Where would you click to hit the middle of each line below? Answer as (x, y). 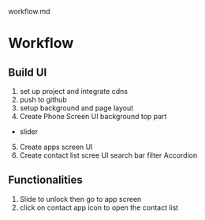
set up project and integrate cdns (74, 91)
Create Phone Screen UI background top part (93, 116)
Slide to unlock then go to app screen (80, 199)
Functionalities (45, 180)
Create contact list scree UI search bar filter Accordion (108, 155)
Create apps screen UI (56, 147)
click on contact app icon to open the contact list (99, 207)
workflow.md (29, 11)
